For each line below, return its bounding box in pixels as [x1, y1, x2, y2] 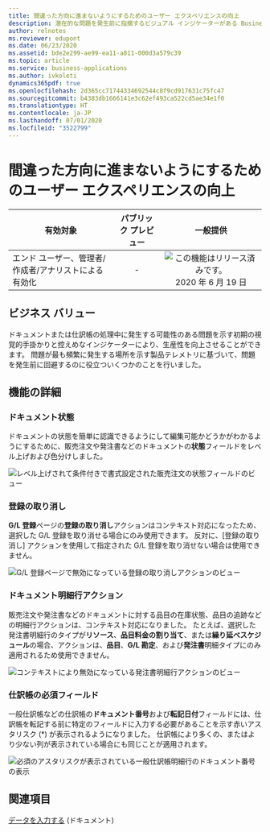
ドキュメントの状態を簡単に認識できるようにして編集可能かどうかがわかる [8, 432, 255, 441]
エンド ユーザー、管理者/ [12, 252, 106, 263]
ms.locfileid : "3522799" [8, 124, 92, 132]
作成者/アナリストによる [12, 264, 104, 275]
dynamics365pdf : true [8, 79, 81, 87]
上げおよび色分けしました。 [14, 452, 107, 462]
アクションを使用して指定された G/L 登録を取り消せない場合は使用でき [27, 540, 261, 550]
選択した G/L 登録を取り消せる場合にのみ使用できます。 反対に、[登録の [8, 531, 247, 540]
